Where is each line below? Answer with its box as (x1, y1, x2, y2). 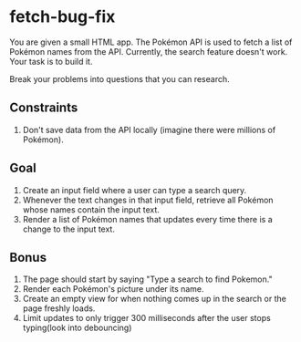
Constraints (9, 100, 78, 116)
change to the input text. (22, 223, 116, 234)
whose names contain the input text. (22, 203, 160, 215)
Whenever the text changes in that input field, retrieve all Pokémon (22, 194, 274, 205)
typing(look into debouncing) (22, 322, 132, 334)
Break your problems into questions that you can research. (9, 73, 230, 84)
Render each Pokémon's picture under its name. (22, 284, 204, 295)
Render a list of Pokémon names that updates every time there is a (22, 213, 273, 224)
